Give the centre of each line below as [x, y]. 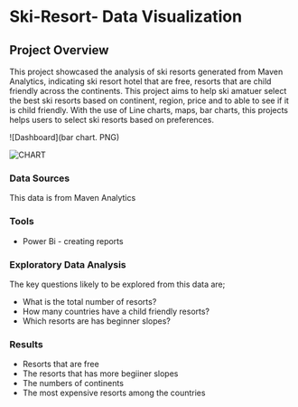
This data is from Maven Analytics [73, 198]
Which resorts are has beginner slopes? [97, 321]
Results [26, 344]
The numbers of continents [73, 383]
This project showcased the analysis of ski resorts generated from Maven [146, 71]
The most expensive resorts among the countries [114, 393]
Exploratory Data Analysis [68, 264]
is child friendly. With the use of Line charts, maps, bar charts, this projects [149, 110]
